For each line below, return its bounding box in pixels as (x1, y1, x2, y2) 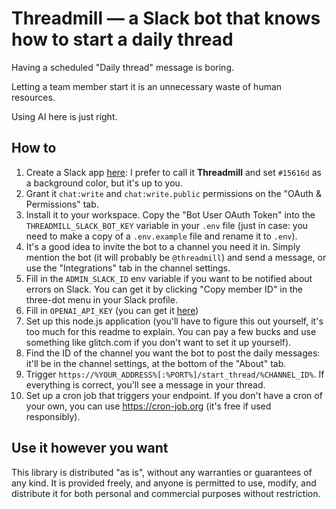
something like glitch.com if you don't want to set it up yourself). (25, 336, 292, 348)
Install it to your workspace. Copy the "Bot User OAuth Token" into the (25, 208, 316, 221)
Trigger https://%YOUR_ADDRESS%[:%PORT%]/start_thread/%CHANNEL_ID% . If (25, 368, 325, 380)
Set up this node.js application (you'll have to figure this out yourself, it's (25, 315, 324, 327)
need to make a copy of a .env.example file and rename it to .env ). (25, 230, 298, 242)
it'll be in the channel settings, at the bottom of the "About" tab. (25, 357, 287, 369)
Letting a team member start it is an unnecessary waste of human (11, 80, 283, 92)
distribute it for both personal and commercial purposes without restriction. (11, 487, 321, 499)
